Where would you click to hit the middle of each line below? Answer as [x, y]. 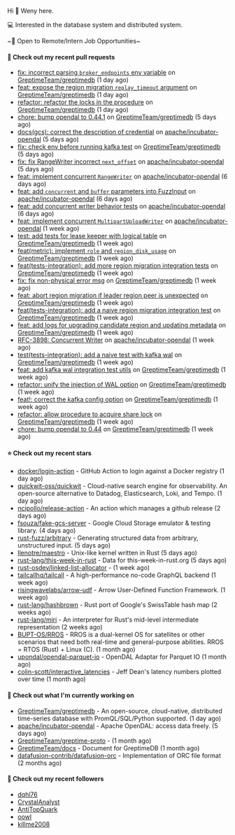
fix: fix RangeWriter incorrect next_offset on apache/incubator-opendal [121, 162]
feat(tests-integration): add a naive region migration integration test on [119, 311]
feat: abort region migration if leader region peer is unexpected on [113, 295]
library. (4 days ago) [47, 531]
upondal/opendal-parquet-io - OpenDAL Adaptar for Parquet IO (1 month [122, 657]
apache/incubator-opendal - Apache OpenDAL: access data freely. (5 [117, 726]
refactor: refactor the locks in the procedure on [85, 102]
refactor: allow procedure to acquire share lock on [90, 414]
